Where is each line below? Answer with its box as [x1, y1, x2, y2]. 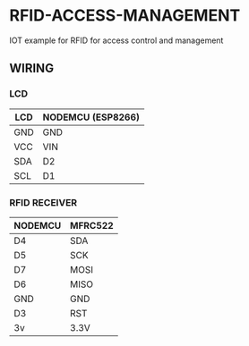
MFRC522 [70, 219, 114, 232]
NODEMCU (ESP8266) [42, 111, 141, 123]
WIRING [9, 61, 55, 76]
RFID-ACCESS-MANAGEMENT [9, 5, 241, 26]
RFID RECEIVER [9, 196, 78, 208]
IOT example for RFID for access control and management [9, 35, 224, 46]
